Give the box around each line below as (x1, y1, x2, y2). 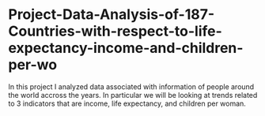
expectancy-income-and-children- (8, 39, 244, 57)
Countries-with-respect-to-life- (8, 22, 223, 40)
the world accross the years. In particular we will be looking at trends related (8, 90, 258, 99)
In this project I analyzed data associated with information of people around (8, 81, 255, 92)
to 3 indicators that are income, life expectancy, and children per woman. (8, 99, 247, 108)
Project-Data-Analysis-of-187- (8, 6, 215, 24)
